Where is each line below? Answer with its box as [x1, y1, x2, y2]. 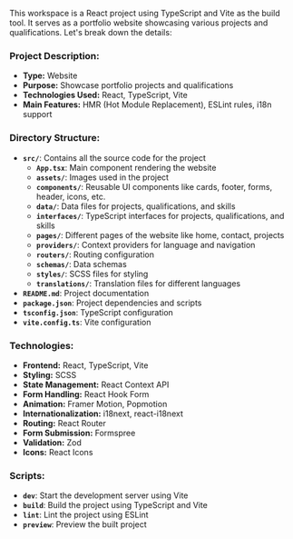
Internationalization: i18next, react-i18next [22, 408, 183, 419]
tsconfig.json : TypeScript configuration [22, 306, 174, 317]
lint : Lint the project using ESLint [22, 509, 149, 521]
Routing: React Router [22, 417, 107, 428]
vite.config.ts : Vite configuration [22, 316, 151, 327]
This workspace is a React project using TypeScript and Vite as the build [9, 8, 281, 18]
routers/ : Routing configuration [35, 249, 154, 260]
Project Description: [9, 49, 100, 62]
